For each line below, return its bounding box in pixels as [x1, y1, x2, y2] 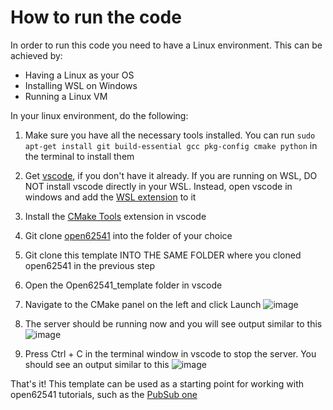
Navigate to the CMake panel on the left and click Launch [24, 298, 262, 310]
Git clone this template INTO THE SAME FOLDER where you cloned [24, 249, 302, 261]
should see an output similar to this [24, 358, 170, 370]
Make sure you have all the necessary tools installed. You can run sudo [24, 129, 316, 141]
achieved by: [10, 49, 63, 61]
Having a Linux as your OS [24, 69, 135, 81]
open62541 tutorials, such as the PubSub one [10, 388, 198, 400]
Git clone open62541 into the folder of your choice [24, 229, 233, 241]
